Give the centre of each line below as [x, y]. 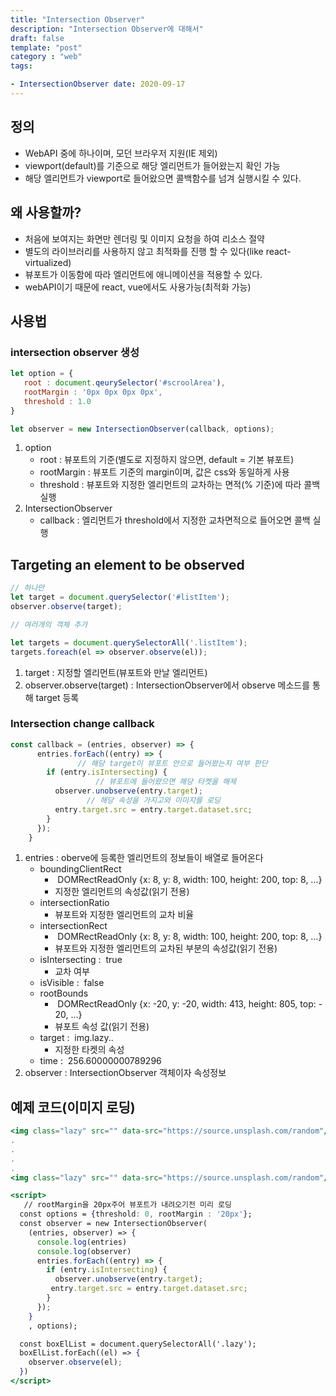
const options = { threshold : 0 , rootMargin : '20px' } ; [136, 1214]
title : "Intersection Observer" [77, 19]
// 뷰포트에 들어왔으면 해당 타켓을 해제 [166, 782]
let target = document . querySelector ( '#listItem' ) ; [120, 597]
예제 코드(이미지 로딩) [73, 1107]
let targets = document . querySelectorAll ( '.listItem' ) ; [129, 642]
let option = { [42, 374]
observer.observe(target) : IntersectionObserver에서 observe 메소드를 [167, 685]
